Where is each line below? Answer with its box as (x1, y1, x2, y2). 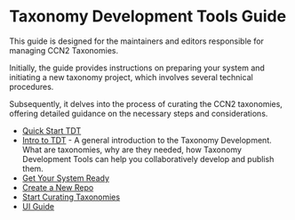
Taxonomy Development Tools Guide (9, 6, 287, 27)
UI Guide (21, 200, 55, 211)
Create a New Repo (21, 182, 94, 192)
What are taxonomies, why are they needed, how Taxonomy (21, 144, 243, 155)
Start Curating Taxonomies (21, 191, 121, 202)
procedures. (9, 81, 54, 92)
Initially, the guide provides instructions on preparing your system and (9, 62, 265, 73)
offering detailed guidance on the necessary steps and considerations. (9, 108, 268, 118)
